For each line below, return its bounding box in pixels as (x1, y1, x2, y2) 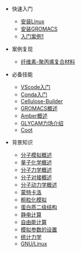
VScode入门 (20, 84, 51, 91)
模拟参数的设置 (20, 226, 57, 233)
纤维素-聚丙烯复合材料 (20, 58, 76, 65)
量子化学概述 (20, 159, 52, 166)
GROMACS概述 (20, 105, 58, 112)
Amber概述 (20, 112, 48, 119)
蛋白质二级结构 (20, 203, 57, 211)
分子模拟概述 (20, 152, 52, 158)
